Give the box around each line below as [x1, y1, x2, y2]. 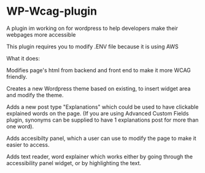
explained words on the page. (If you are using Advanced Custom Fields [6, 109, 189, 117]
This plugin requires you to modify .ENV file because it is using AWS [6, 43, 179, 50]
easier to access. [6, 141, 50, 148]
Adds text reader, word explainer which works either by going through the [6, 153, 193, 160]
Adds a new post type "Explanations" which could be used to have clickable [6, 103, 199, 111]
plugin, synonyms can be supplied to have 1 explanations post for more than [6, 116, 199, 123]
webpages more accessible [6, 31, 76, 38]
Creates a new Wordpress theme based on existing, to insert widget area [6, 84, 191, 92]
